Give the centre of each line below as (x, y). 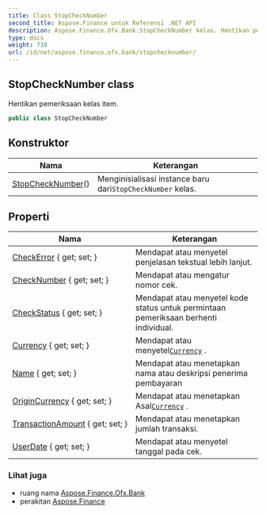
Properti (29, 216)
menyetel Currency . (171, 351)
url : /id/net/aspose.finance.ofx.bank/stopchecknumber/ (102, 52)
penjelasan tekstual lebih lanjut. (194, 263)
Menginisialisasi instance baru (154, 178)
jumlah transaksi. (167, 429)
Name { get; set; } (45, 374)
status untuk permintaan (181, 308)
